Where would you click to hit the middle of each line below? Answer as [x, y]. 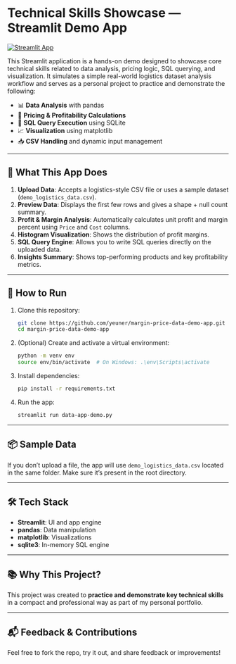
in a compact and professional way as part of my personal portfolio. [105, 603]
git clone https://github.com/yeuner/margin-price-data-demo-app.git [122, 323]
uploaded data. [39, 249]
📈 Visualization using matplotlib [65, 130]
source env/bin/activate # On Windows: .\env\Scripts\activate [113, 363]
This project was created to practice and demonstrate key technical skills [116, 595]
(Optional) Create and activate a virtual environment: [93, 343]
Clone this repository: [48, 310]
